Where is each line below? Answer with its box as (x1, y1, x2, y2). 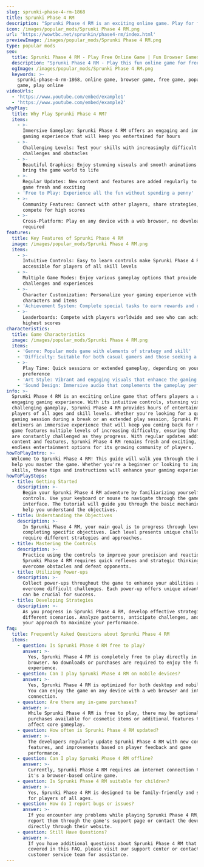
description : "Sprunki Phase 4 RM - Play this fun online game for (12, 60, 186, 66)
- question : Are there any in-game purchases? (17, 699, 137, 705)
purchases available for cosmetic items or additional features (28, 716, 194, 722)
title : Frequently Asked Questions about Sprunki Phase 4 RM (12, 631, 170, 638)
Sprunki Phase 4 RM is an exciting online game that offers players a (12, 394, 194, 400)
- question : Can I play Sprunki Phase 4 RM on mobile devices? (17, 670, 181, 677)
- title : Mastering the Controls (12, 541, 97, 547)
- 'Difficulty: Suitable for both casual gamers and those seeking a (17, 354, 197, 360)
